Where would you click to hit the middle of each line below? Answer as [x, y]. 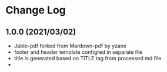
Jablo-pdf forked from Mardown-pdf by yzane [70, 46]
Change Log [36, 10]
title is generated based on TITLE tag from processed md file [88, 58]
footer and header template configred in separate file [78, 52]
